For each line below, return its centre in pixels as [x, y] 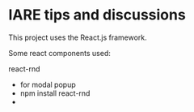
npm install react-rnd [55, 93]
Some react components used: [59, 53]
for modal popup [48, 84]
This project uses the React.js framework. [78, 37]
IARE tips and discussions [97, 15]
